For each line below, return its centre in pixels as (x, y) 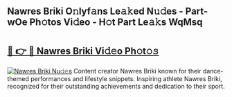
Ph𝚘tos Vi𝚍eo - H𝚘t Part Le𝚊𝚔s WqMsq (116, 23)
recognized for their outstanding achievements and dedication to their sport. (116, 86)
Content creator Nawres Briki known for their (137, 71)
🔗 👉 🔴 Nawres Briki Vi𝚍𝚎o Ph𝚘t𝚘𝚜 (83, 51)
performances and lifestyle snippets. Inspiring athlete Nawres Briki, (126, 79)
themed (18, 79)
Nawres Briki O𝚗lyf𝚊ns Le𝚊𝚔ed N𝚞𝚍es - (95, 11)
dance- (213, 71)
